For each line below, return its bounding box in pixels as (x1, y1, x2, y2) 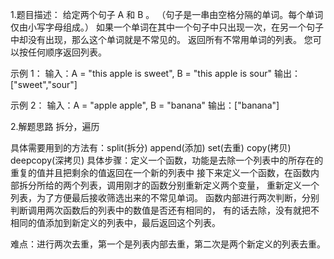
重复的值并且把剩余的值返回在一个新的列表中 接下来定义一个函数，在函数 (10, 167, 311, 178)
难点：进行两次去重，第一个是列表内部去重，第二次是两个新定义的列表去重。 (10, 238, 326, 250)
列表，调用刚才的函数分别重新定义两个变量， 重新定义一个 (79, 179, 320, 191)
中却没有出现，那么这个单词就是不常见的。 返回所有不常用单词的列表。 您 (10, 34, 313, 45)
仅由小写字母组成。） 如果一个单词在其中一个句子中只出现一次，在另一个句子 (10, 21, 324, 33)
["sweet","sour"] (10, 79, 78, 90)
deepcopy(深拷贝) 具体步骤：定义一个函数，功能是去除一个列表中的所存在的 (10, 154, 324, 166)
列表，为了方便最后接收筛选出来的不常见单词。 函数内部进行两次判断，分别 (10, 192, 320, 203)
